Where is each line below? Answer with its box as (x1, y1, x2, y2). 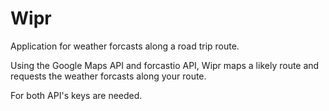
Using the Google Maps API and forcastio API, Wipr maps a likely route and (10, 59, 320, 71)
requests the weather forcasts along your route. (10, 70, 207, 82)
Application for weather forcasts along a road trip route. (10, 40, 240, 52)
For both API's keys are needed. (10, 89, 143, 101)
